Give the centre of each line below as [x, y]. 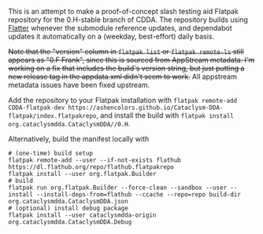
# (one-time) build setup [50, 153]
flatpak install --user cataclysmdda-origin [82, 215]
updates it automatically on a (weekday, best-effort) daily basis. [111, 36]
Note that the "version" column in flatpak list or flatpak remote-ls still [126, 51]
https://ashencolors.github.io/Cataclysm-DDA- [146, 108]
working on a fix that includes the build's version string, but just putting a [126, 68]
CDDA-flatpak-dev [37, 108]
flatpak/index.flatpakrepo [52, 116]
